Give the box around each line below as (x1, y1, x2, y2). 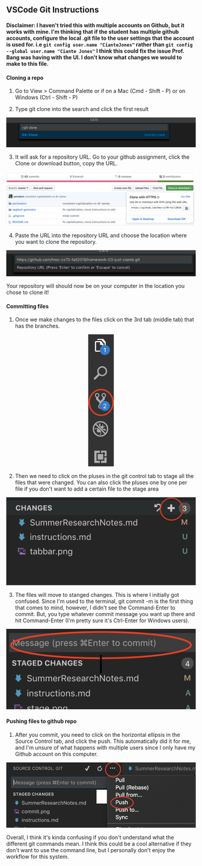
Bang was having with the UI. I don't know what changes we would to (6, 54, 182, 61)
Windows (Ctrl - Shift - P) (14, 94, 78, 101)
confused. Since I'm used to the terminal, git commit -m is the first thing (14, 597, 194, 605)
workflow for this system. (6, 853, 69, 861)
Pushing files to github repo (6, 718, 77, 725)
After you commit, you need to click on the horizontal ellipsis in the (14, 731, 180, 738)
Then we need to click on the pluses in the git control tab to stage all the (14, 473, 194, 480)
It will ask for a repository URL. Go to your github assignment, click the (14, 153, 190, 161)
